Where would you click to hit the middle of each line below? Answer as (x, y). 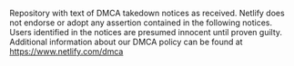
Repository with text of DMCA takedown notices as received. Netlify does (147, 13)
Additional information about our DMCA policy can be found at (126, 42)
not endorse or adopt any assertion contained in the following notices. (141, 23)
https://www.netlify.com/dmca (66, 52)
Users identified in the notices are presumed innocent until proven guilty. (146, 32)
